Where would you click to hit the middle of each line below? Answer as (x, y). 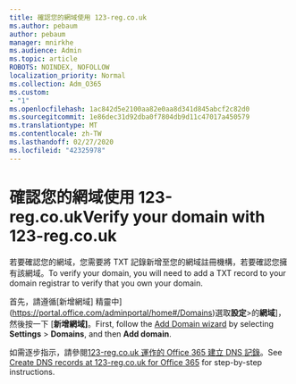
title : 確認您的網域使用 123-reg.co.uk (78, 17)
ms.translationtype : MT (54, 126)
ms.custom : (30, 92)
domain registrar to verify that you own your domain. (106, 283)
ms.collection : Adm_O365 (55, 84)
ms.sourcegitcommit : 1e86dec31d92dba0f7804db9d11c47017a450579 (130, 117)
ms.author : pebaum (43, 26)
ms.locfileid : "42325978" (57, 150)
